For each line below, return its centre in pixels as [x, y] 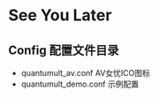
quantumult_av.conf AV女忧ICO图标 [86, 73]
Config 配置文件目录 [64, 50]
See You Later [60, 15]
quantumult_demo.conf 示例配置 [79, 84]
